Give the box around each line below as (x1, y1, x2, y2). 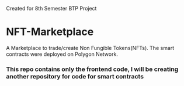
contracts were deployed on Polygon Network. (6, 51, 119, 58)
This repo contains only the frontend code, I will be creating (6, 65, 179, 73)
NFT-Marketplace (6, 26, 94, 38)
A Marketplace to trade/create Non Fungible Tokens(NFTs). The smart (6, 44, 175, 51)
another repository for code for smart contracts (6, 72, 144, 80)
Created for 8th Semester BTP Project (6, 5, 97, 12)
